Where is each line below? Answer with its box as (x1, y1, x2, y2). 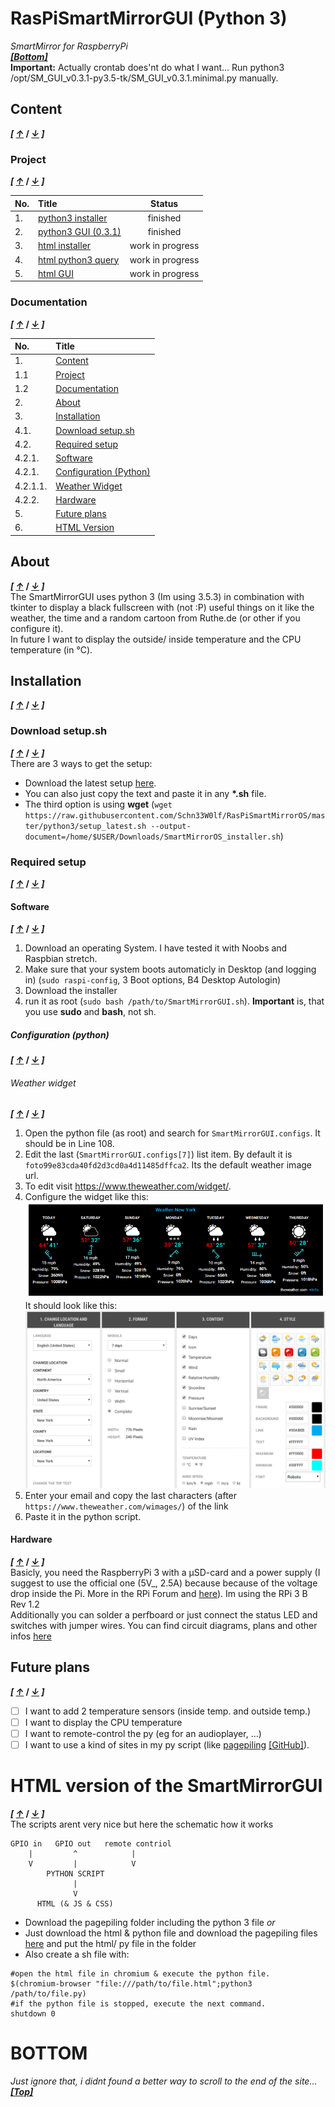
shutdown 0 (10, 2008, 56, 2019)
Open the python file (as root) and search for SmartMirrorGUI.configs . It (24, 1127, 321, 1139)
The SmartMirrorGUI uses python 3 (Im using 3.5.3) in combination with (10, 590, 305, 602)
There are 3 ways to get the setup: (10, 757, 153, 769)
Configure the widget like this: (24, 1191, 149, 1203)
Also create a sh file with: (24, 1948, 130, 1960)
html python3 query (38, 253, 120, 266)
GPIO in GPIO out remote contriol (10, 1838, 172, 1849)
